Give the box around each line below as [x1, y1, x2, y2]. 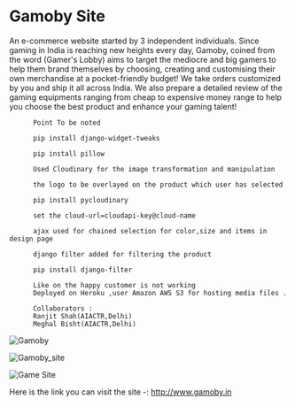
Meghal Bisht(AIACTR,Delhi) [32, 319, 137, 328]
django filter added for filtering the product [32, 249, 213, 258]
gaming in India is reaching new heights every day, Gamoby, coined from [9, 44, 276, 55]
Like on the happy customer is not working [32, 280, 197, 289]
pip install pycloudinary [32, 195, 128, 204]
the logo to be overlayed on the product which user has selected [32, 180, 283, 189]
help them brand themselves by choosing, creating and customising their [9, 64, 276, 74]
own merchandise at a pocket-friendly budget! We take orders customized [9, 73, 281, 83]
